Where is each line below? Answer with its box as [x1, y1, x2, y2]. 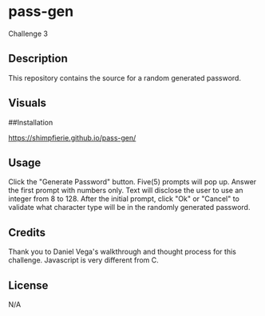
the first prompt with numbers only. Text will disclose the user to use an [8, 186, 243, 196]
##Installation [8, 117, 53, 127]
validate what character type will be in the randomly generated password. [8, 203, 251, 212]
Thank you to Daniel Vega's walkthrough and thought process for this [8, 247, 237, 257]
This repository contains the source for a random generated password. [8, 73, 242, 82]
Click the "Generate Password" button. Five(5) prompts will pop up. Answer [8, 177, 257, 187]
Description [8, 52, 68, 65]
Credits [8, 226, 46, 239]
